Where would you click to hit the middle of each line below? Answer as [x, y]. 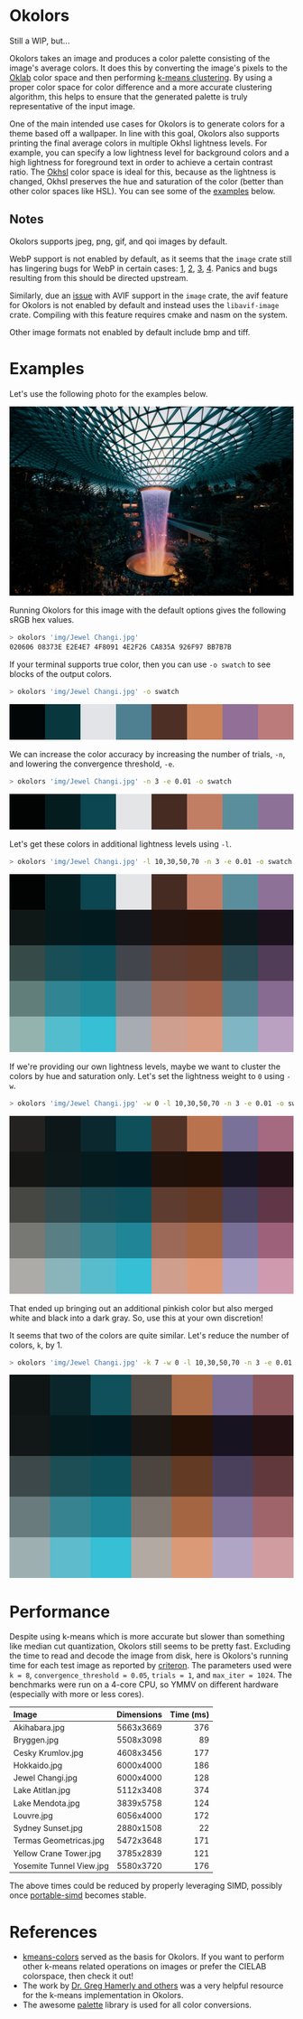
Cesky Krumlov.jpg [48, 1752]
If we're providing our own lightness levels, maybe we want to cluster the [145, 1066]
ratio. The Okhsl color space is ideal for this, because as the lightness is [143, 172]
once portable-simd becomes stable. [78, 1895]
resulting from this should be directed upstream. [99, 277]
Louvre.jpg [33, 1815]
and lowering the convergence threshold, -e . [92, 764]
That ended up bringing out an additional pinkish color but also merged [141, 1308]
